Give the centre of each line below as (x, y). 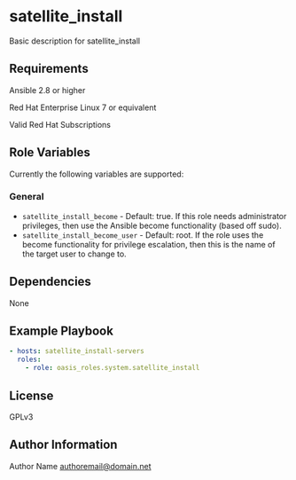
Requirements (49, 69)
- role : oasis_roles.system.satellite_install (113, 368)
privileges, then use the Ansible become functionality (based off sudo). (152, 225)
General (27, 197)
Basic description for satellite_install (75, 41)
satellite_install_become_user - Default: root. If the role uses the (143, 235)
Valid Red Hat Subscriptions (60, 124)
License (31, 395)
